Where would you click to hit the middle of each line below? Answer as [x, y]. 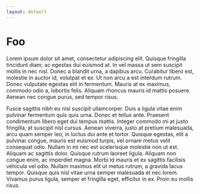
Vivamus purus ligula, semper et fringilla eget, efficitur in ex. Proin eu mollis [100, 179]
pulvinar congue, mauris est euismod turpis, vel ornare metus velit [88, 140]
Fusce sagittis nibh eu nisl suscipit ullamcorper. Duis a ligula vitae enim [94, 108]
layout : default [27, 12]
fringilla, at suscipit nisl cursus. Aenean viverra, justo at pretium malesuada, [100, 128]
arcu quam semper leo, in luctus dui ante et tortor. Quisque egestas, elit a [97, 134]
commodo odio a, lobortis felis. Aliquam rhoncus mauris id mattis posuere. [98, 90]
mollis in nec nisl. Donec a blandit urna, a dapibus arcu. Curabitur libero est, [100, 71]
